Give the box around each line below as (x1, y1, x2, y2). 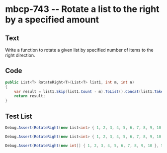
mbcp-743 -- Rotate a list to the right (5, 3, 160, 15)
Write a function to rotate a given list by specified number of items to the (5, 47, 154, 53)
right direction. (5, 52, 36, 58)
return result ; (14, 93, 46, 99)
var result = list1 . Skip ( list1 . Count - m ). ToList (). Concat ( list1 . (14, 89, 155, 94)
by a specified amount (5, 14, 99, 25)
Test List (5, 112, 32, 120)
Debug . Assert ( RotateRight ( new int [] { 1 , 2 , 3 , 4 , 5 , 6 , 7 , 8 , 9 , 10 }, (5, 143, 159, 148)
